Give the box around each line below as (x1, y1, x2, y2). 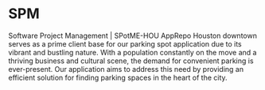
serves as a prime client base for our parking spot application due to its (8, 39, 242, 48)
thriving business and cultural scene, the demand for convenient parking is (8, 56, 254, 66)
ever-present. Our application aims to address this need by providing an (8, 64, 244, 73)
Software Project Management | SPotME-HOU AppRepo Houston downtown (8, 31, 257, 40)
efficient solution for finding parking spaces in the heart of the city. (8, 73, 228, 82)
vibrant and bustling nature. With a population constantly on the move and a (8, 47, 257, 57)
